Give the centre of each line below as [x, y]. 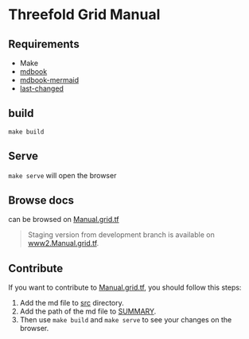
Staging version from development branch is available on [121, 235]
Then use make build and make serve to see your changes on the [126, 320]
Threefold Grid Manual [84, 15]
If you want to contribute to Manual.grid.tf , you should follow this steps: [125, 287]
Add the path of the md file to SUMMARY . [88, 311]
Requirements [44, 44]
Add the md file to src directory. [72, 303]
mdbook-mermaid [49, 80]
